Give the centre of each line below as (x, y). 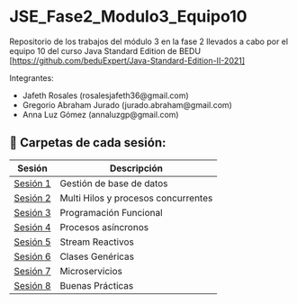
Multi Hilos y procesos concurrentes (136, 198)
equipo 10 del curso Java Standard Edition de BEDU (105, 50)
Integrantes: (31, 77)
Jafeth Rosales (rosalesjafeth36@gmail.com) (105, 95)
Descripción (136, 168)
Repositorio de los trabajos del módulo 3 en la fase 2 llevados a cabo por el (149, 41)
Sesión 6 (32, 256)
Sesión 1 (32, 183)
